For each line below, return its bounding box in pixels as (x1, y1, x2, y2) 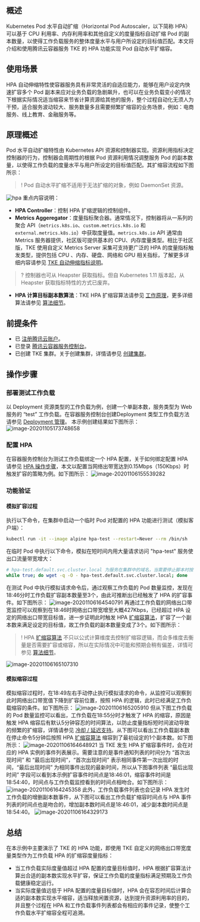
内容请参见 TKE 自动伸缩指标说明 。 (20, 259, 107, 266)
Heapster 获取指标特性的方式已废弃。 (20, 279, 113, 286)
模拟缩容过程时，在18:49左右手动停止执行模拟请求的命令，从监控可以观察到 (6, 689, 192, 696)
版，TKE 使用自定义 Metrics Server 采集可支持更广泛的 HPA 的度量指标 (14, 244, 189, 251)
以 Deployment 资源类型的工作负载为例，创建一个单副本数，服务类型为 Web (6, 403, 192, 410)
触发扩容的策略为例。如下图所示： (6, 470, 90, 477)
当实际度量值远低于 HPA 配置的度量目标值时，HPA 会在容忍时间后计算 (14, 887, 186, 894)
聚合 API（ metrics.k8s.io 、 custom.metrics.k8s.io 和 (14, 222, 146, 229)
